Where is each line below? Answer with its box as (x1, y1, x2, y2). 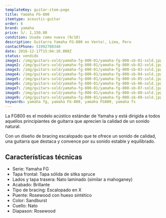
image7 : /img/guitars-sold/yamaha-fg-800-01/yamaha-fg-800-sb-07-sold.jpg (5, 85, 163, 91)
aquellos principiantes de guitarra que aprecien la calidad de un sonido (5, 118, 150, 124)
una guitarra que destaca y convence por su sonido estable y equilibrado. (5, 138, 156, 144)
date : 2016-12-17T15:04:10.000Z (5, 49, 72, 54)
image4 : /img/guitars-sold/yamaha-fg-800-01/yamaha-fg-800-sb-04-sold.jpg (5, 72, 163, 77)
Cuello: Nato (12, 203, 38, 209)
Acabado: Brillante (12, 181, 50, 187)
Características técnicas (5, 153, 83, 161)
